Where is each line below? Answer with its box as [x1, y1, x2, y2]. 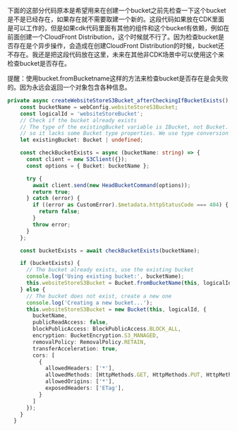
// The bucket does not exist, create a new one [25, 293, 172, 300]
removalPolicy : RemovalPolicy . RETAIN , [32, 338, 147, 346]
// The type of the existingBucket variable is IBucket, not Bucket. [20, 123, 229, 131]
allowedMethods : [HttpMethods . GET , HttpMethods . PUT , [44, 372, 203, 379]
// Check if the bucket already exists [20, 117, 138, 124]
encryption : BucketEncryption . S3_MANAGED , [32, 332, 159, 339]
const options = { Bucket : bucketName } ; [25, 162, 150, 170]
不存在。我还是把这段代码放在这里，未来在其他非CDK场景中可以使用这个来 [7, 50, 224, 59]
